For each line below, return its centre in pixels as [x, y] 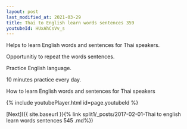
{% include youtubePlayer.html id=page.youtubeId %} [72, 103]
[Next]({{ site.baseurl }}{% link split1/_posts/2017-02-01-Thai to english [94, 114]
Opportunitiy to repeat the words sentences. [60, 56]
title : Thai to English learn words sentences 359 [70, 23]
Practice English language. [39, 68]
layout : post [22, 12]
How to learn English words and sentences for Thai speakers [81, 91]
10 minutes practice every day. [44, 80]
